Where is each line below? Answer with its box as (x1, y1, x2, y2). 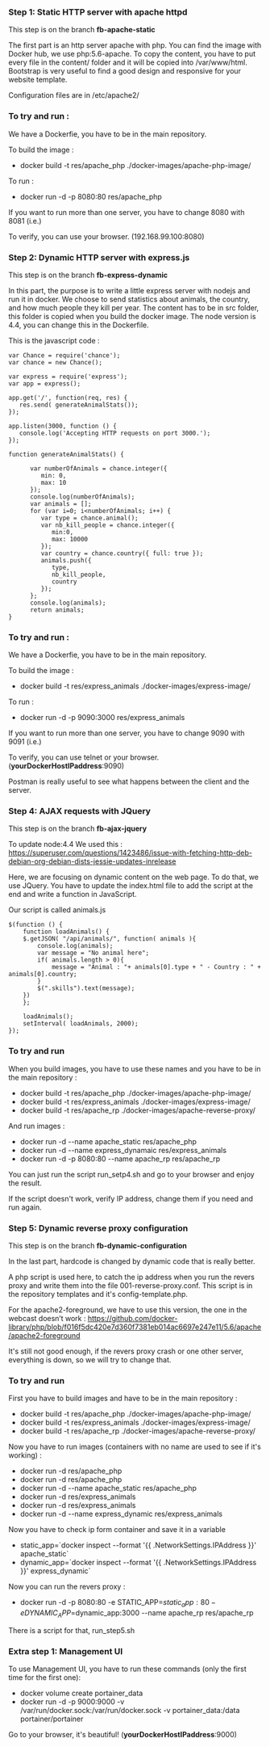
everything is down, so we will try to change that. (8, 1355, 172, 1365)
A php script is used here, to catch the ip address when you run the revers (8, 1272, 255, 1282)
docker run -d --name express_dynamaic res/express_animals (19, 1145, 227, 1155)
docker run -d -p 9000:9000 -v (19, 1697, 125, 1707)
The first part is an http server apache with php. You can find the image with (8, 40, 262, 50)
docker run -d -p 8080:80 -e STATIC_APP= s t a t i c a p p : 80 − (19, 1598, 216, 1610)
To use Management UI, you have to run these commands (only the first (8, 1664, 247, 1674)
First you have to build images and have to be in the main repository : (8, 1393, 238, 1404)
